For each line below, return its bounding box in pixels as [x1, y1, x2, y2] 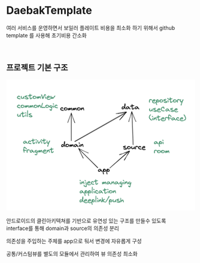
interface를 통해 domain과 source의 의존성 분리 [6, 225, 120, 232]
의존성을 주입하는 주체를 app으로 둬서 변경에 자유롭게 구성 [6, 237, 142, 244]
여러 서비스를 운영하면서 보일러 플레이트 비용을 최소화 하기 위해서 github [6, 24, 175, 31]
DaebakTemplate [6, 4, 92, 17]
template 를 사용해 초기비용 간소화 [6, 31, 87, 39]
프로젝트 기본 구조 [6, 62, 68, 73]
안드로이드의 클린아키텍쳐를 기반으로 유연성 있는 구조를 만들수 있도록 [6, 217, 166, 224]
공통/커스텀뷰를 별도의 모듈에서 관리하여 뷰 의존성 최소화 [6, 250, 138, 257]
